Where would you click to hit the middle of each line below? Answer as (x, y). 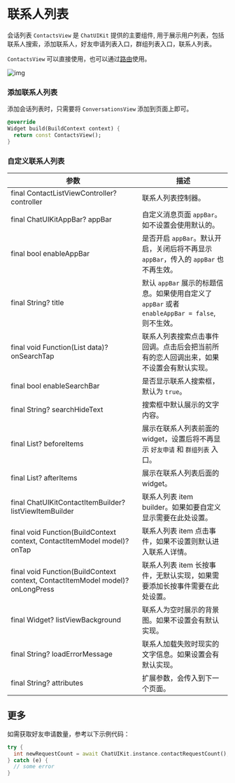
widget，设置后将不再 (178, 439)
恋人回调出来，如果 (188, 358)
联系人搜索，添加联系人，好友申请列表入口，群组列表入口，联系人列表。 (111, 43)
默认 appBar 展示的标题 (179, 283)
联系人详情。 (170, 552)
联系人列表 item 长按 (176, 565)
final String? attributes (47, 683)
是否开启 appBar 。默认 (178, 238)
